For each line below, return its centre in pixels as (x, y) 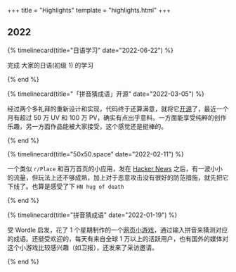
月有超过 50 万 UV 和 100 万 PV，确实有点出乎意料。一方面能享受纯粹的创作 (117, 117)
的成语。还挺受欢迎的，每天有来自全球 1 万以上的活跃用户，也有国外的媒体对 (118, 238)
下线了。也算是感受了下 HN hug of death (66, 186)
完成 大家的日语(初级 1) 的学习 (50, 65)
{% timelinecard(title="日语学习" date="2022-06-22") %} (90, 50)
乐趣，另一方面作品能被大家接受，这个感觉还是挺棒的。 (87, 126)
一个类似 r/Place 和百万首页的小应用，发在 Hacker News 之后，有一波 (109, 168)
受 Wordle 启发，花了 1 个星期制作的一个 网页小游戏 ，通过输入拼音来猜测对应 (118, 230)
